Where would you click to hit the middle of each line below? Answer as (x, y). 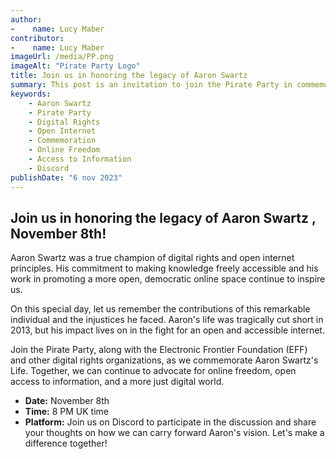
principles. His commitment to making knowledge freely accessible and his (164, 268)
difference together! (66, 443)
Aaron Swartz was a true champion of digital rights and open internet (152, 258)
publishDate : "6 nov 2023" (66, 177)
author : (26, 19)
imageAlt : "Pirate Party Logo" (75, 66)
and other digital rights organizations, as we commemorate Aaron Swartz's (164, 360)
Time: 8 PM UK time (66, 412)
